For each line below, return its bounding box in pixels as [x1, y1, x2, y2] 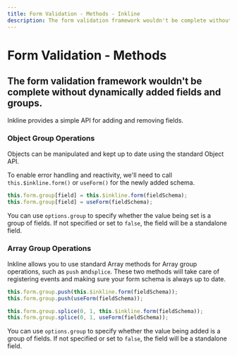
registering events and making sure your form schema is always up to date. [7, 274, 226, 283]
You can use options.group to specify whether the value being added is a [7, 327, 221, 336]
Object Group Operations [7, 133, 95, 143]
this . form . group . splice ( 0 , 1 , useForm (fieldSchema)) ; [7, 314, 169, 321]
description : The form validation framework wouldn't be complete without [7, 17, 232, 24]
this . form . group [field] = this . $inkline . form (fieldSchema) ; [7, 192, 188, 199]
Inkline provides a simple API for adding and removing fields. [7, 116, 184, 124]
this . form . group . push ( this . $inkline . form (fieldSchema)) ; [7, 288, 178, 295]
